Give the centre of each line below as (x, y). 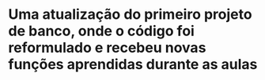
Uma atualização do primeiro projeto (130, 15)
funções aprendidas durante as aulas (133, 65)
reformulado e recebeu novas (107, 48)
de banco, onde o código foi (102, 31)
